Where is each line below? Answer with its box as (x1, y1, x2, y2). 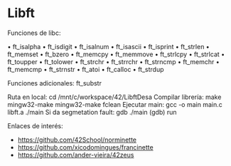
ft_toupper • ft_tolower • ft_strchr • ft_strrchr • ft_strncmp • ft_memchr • (7, 57, 220, 66)
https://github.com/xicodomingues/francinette (17, 142, 154, 151)
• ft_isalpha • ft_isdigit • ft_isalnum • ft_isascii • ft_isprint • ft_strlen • (7, 42, 210, 51)
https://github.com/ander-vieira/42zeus (17, 150, 134, 159)
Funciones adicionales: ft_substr (7, 78, 102, 87)
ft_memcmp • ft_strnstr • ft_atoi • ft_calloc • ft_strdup (7, 65, 164, 73)
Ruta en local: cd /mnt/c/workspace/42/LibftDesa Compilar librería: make (7, 93, 222, 101)
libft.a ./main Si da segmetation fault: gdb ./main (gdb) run (7, 108, 177, 116)
